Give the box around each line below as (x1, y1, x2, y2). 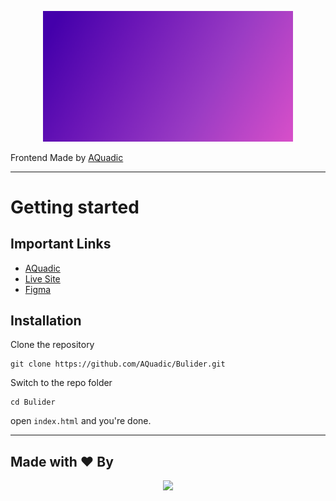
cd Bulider (10, 397, 56, 408)
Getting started (10, 196, 140, 218)
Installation (10, 312, 82, 329)
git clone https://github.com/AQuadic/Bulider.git (10, 359, 226, 370)
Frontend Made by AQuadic (10, 151, 124, 163)
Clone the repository (10, 339, 95, 351)
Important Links (10, 236, 112, 253)
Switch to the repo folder (10, 377, 113, 389)
